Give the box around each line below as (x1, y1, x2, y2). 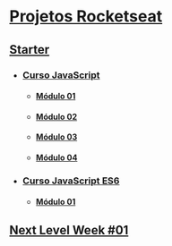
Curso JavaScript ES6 (21, 174, 120, 187)
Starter (9, 42, 50, 57)
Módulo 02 (35, 111, 78, 122)
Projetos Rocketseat (9, 6, 163, 27)
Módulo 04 (35, 152, 78, 163)
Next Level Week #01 (9, 222, 129, 238)
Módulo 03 (35, 131, 78, 142)
